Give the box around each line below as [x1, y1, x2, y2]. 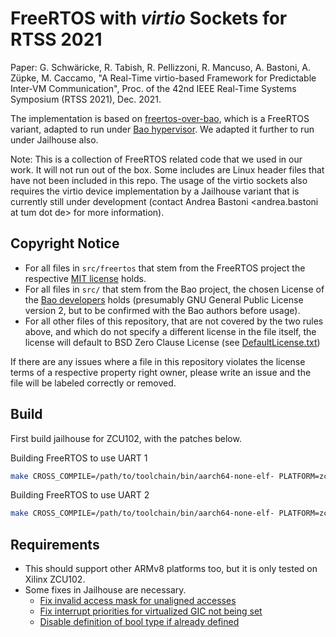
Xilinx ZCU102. [24, 573, 86, 586]
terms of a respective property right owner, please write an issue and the [10, 366, 312, 378]
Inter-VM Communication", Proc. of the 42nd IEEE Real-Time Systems [10, 82, 297, 94]
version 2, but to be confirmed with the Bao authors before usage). [24, 304, 301, 316]
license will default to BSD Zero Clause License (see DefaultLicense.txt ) [24, 336, 321, 348]
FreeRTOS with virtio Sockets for [10, 7, 288, 30]
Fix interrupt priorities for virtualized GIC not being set [39, 605, 263, 617]
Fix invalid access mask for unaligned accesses [39, 595, 237, 607]
